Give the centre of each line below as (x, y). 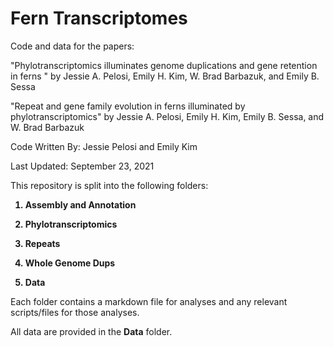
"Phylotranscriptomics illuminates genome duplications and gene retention (164, 65)
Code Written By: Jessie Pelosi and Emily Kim (104, 146)
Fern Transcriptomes (99, 18)
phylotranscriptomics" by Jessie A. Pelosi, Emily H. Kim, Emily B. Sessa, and (167, 116)
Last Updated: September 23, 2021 (82, 166)
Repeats (42, 243)
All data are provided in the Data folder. (91, 331)
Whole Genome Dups (70, 263)
